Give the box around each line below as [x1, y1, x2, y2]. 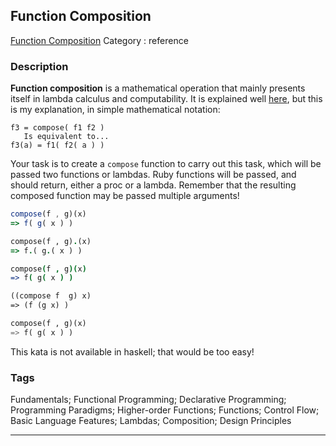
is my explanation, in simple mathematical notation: [10, 104, 221, 116]
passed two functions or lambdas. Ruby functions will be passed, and [10, 169, 297, 181]
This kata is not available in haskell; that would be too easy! [10, 345, 255, 358]
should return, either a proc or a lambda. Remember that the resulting [10, 179, 297, 191]
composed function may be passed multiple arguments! [10, 190, 240, 202]
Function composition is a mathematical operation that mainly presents [10, 82, 306, 94]
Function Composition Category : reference [10, 34, 189, 46]
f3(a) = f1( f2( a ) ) [10, 140, 105, 151]
